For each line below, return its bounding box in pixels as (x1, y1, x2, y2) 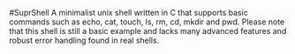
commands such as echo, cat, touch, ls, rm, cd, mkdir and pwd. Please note (9, 17, 285, 27)
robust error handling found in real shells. (9, 35, 160, 45)
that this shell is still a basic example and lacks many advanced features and (9, 26, 287, 36)
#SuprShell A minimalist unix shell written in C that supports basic (9, 8, 249, 17)
